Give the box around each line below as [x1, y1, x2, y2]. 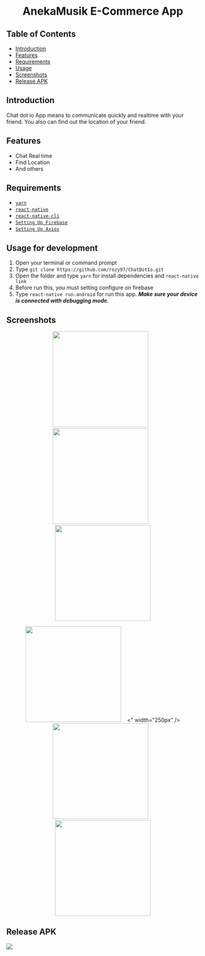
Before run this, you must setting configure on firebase [15, 284, 154, 292]
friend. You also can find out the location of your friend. [6, 118, 147, 125]
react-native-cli [15, 213, 60, 219]
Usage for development [6, 243, 98, 253]
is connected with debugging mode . [15, 297, 109, 305]
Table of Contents [6, 29, 76, 39]
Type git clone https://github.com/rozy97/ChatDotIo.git [15, 265, 164, 273]
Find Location [15, 158, 50, 166]
